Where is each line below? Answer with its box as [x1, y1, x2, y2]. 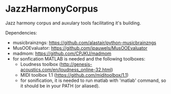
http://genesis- [60, 61, 92, 67]
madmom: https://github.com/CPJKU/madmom [12, 50, 111, 56]
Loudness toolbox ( [20, 61, 61, 67]
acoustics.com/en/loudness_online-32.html [20, 67, 112, 73]
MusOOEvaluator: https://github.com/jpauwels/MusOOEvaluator [12, 45, 148, 51]
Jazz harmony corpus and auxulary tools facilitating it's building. [5, 20, 141, 26]
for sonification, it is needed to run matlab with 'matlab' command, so [20, 77, 166, 83]
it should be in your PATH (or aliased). [20, 82, 100, 89]
